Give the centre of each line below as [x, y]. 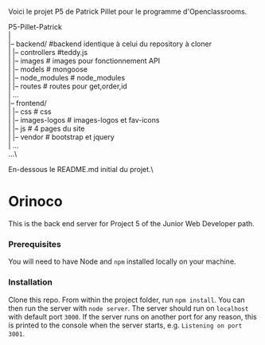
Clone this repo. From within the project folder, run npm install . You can [127, 300]
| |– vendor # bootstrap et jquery [62, 137]
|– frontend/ [27, 103]
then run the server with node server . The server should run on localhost [129, 308]
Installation [31, 282]
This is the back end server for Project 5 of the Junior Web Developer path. [131, 223]
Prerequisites [35, 244]
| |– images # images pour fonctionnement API [84, 61]
